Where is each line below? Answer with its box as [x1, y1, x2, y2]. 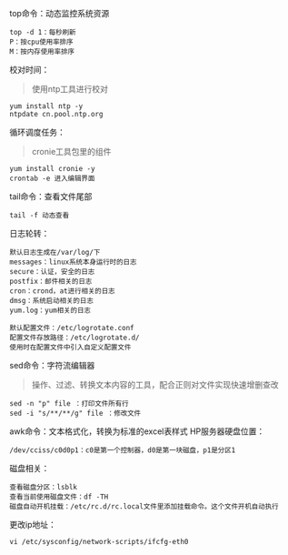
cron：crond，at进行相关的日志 [9, 287, 115, 296]
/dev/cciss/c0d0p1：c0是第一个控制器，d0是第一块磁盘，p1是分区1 [9, 446, 236, 455]
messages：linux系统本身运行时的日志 [9, 257, 137, 267]
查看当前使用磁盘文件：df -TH [9, 492, 109, 501]
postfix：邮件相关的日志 [9, 277, 93, 286]
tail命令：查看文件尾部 [9, 191, 93, 202]
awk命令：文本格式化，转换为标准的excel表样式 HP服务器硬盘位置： [9, 426, 265, 437]
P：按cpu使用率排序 [9, 37, 74, 46]
